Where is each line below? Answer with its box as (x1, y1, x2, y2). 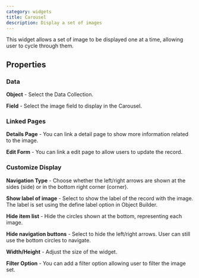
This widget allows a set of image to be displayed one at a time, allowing (6, 36, 184, 43)
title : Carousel (6, 14, 46, 20)
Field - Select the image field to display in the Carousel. (6, 102, 143, 110)
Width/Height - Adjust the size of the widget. (6, 248, 118, 255)
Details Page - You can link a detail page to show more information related (6, 131, 189, 138)
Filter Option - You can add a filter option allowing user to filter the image (6, 260, 186, 267)
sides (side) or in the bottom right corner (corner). (6, 183, 129, 190)
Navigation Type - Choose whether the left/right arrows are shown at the (6, 176, 186, 184)
